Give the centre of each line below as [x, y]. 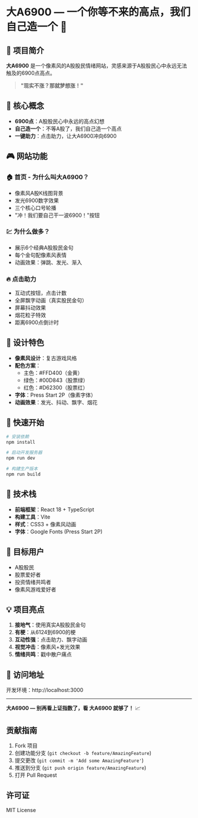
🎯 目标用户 [25, 552]
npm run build [24, 474]
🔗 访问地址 [25, 674]
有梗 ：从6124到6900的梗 [45, 632]
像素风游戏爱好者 [35, 589]
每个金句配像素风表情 [40, 255]
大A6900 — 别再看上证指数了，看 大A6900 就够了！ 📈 [73, 708]
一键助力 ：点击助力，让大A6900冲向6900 [65, 136]
